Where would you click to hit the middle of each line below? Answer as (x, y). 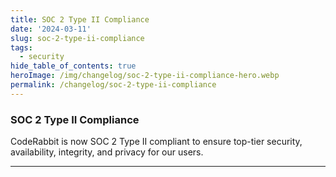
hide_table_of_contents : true (73, 66)
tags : (21, 47)
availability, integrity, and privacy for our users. (107, 152)
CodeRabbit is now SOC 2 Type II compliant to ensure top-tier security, (156, 142)
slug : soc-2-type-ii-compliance (77, 38)
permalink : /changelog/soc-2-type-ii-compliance (113, 85)
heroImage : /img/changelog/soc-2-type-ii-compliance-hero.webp (145, 76)
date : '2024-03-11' (51, 29)
